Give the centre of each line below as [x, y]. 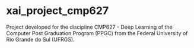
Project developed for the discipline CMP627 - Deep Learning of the [90, 27]
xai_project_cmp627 [57, 11]
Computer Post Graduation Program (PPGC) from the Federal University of [97, 33]
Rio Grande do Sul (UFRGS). [41, 39]
